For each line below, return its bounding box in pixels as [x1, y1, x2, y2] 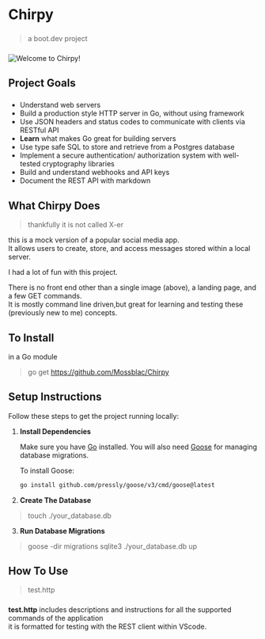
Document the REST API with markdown [19, 176, 151, 185]
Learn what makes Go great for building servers [19, 134, 176, 143]
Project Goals [8, 77, 77, 90]
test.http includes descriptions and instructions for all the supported [8, 605, 232, 614]
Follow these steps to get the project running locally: [8, 411, 180, 420]
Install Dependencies [19, 426, 91, 436]
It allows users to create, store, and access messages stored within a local [8, 244, 251, 253]
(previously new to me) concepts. [8, 308, 118, 318]
